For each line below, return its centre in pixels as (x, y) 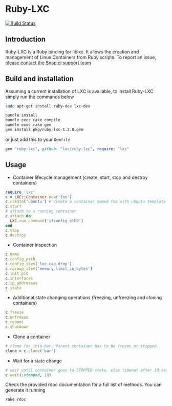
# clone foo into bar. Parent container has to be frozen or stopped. (82, 346)
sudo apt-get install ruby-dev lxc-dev (48, 106)
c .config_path (20, 259)
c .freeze (15, 312)
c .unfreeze (17, 317)
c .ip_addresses (21, 283)
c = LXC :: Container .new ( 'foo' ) (39, 197)
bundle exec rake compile (33, 120)
